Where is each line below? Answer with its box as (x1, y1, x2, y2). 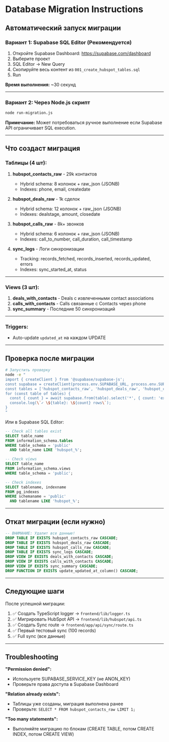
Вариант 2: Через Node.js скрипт (5, 99, 91, 106)
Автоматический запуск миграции (5, 24, 121, 32)
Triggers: (5, 323, 29, 330)
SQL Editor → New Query (12, 61, 65, 67)
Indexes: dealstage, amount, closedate (20, 211, 101, 217)
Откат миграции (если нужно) (5, 517, 106, 526)
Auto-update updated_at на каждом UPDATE (12, 335, 106, 341)
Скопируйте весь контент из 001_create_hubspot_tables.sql (12, 66, 140, 72)
